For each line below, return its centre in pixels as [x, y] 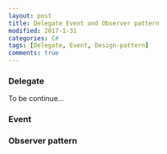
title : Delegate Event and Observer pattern [84, 23]
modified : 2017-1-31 [43, 30]
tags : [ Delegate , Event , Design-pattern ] [79, 46]
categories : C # [34, 38]
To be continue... [36, 99]
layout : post [30, 16]
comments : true [34, 53]
